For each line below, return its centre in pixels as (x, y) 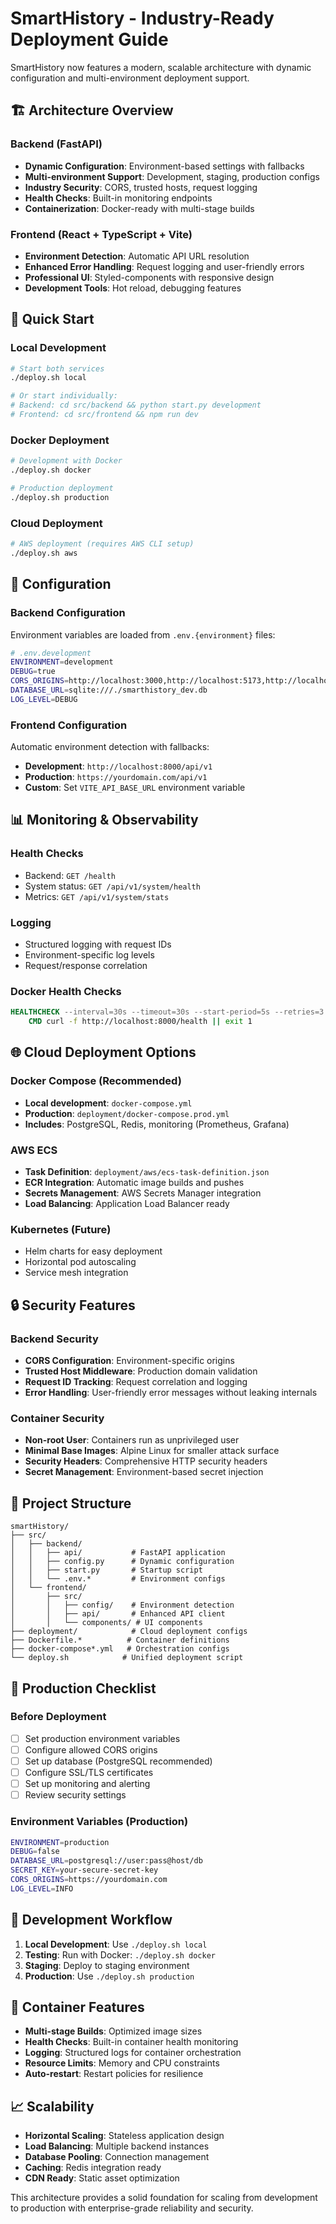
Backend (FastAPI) (56, 144)
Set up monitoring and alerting (87, 1784)
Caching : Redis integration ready (93, 2168)
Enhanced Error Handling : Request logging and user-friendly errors (164, 266)
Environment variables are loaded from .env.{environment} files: (143, 634)
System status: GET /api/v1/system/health (112, 886)
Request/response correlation (86, 966)
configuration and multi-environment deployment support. (130, 78)
